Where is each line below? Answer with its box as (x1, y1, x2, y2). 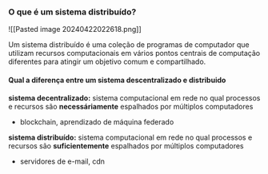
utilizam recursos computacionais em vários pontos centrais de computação (8, 49, 261, 58)
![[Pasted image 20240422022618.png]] (8, 25, 142, 34)
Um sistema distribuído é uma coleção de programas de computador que (8, 40, 250, 49)
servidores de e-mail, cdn (19, 156, 106, 166)
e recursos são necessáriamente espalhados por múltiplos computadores (8, 101, 254, 111)
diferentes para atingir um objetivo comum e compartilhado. (8, 57, 206, 66)
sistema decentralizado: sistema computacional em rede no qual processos (8, 93, 261, 102)
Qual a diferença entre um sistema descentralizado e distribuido (8, 75, 226, 85)
